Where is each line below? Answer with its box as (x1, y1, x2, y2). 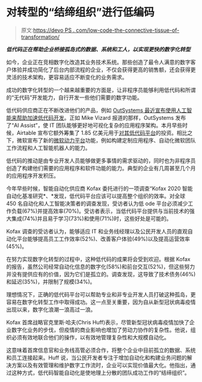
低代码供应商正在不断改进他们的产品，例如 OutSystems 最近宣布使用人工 (6, 106, 187, 114)
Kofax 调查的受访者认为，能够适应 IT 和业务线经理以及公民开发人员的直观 (6, 227, 188, 235)
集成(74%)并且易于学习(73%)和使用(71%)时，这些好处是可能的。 (11, 215, 172, 222)
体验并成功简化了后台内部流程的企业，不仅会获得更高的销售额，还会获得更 (11, 66, 196, 73)
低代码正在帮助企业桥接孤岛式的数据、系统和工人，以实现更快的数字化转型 (6, 46, 191, 53)
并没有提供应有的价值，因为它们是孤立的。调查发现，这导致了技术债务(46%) (6, 270, 196, 277)
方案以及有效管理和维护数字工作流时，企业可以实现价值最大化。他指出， (11, 362, 191, 369)
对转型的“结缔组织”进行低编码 (6, 5, 155, 19)
